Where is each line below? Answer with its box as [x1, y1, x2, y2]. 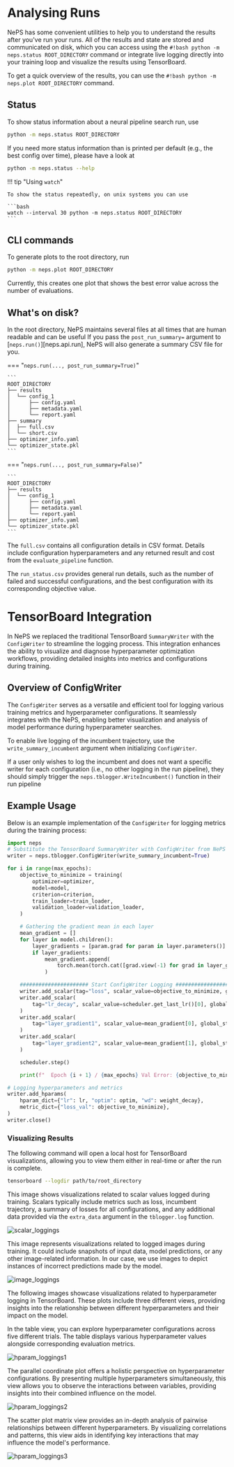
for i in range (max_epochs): [7, 865, 92, 872]
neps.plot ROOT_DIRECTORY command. [7, 78, 115, 87]
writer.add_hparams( [7, 1091, 68, 1098]
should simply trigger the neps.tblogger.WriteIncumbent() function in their [7, 772, 221, 780]
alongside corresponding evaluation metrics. [7, 1339, 136, 1347]
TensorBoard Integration [7, 609, 152, 625]
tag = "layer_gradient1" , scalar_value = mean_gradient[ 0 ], [32, 1020, 198, 1027]
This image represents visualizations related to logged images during [7, 1239, 205, 1247]
